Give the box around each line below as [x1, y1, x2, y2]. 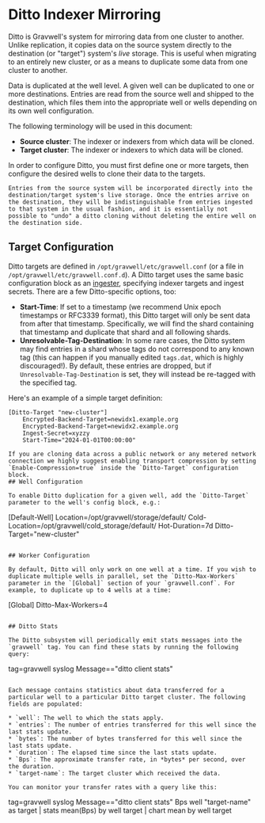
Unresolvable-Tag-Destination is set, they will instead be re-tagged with [19, 369, 256, 379]
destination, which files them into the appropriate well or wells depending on [8, 97, 257, 107]
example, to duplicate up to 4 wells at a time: [8, 586, 172, 594]
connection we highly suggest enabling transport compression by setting [8, 457, 257, 465]
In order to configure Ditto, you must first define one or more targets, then [8, 160, 249, 170]
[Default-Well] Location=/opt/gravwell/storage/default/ [8, 512, 187, 522]
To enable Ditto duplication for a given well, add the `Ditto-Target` [8, 491, 249, 500]
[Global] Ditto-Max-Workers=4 [8, 600, 108, 609]
